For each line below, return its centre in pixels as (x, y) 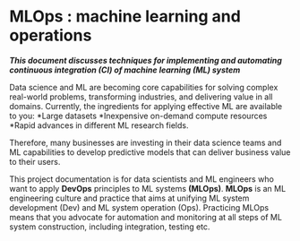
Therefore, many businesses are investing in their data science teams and (146, 142)
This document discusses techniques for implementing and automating (146, 60)
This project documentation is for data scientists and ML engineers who (142, 179)
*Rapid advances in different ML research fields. (99, 125)
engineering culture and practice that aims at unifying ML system (129, 198)
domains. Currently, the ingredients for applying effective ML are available (146, 106)
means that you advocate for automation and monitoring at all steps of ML (146, 217)
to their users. (35, 161)
